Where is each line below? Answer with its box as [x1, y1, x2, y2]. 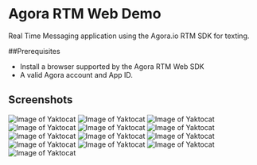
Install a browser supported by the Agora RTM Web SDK [19, 61, 204, 71]
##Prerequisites [8, 46, 61, 56]
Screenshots [8, 93, 73, 107]
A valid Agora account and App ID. [19, 70, 134, 79]
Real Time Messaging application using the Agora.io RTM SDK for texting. [8, 31, 250, 40]
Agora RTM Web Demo [8, 5, 162, 23]
